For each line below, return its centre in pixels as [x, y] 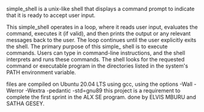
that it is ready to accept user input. [51, 15]
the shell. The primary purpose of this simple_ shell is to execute [87, 46]
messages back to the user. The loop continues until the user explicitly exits [101, 40]
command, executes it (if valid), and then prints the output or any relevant [98, 33]
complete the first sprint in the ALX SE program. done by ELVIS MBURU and [101, 97]
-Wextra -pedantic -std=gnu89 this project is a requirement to [103, 90]
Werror [15, 90]
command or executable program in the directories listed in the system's [97, 66]
